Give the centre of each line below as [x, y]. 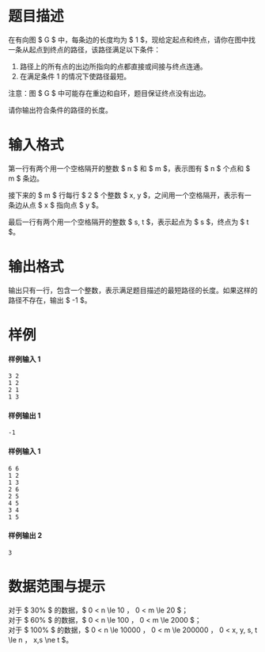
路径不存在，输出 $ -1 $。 [50, 300]
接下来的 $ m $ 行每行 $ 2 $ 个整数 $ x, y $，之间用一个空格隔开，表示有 [127, 195]
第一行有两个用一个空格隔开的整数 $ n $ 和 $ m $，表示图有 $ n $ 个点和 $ [129, 168]
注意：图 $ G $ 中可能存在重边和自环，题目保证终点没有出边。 [110, 93]
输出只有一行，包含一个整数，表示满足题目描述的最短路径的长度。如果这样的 [133, 290]
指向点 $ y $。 [80, 205]
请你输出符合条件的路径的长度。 [60, 110]
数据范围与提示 [57, 586]
